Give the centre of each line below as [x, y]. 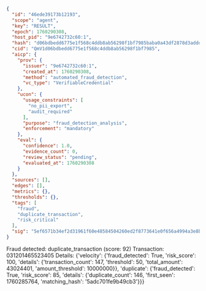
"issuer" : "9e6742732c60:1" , [60, 66]
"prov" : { [30, 60]
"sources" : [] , [31, 180]
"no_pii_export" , [50, 106]
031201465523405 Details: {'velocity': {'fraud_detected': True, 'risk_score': [101, 255]
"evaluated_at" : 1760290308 [59, 163]
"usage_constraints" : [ [53, 100]
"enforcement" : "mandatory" [59, 129]
